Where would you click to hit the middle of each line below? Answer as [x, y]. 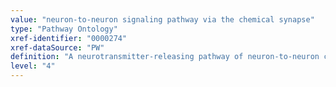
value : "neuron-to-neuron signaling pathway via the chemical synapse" [162, 19]
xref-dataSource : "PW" [57, 47]
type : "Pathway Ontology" [64, 29]
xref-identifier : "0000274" [69, 38]
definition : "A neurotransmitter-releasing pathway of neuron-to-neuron [165, 57]
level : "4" [33, 66]
